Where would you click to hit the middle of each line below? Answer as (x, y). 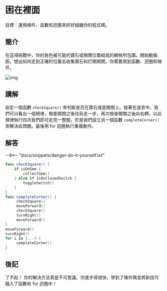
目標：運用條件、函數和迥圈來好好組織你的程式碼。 (57, 25)
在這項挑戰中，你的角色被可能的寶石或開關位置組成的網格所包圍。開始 (77, 55)
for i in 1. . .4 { (23, 239)
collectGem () (37, 174)
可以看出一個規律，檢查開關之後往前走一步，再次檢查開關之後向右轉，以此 (85, 113)
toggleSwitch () (39, 183)
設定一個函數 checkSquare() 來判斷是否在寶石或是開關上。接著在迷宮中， (80, 107)
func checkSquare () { (28, 165)
